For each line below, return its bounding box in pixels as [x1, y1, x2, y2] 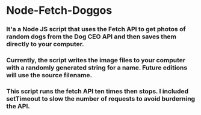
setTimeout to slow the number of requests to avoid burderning [6, 94, 196, 102]
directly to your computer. [6, 40, 84, 49]
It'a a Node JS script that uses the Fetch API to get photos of [6, 25, 186, 34]
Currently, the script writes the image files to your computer [6, 56, 185, 65]
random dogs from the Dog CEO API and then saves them [6, 32, 176, 41]
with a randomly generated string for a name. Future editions [6, 63, 188, 72]
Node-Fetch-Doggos [6, 4, 113, 17]
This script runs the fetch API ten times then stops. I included [6, 87, 189, 95]
